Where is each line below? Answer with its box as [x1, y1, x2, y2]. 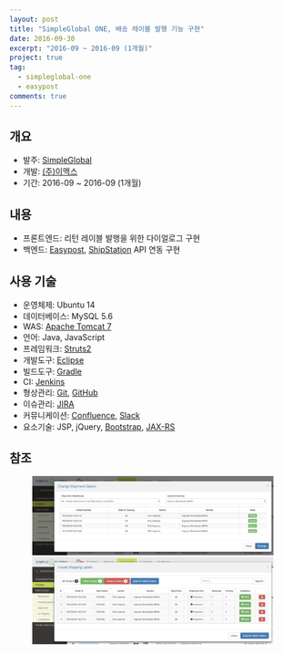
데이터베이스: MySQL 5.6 [22, 311, 114, 322]
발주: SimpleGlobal [22, 155, 93, 166]
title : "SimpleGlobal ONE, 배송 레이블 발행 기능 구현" [9, 24, 205, 34]
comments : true [9, 91, 67, 100]
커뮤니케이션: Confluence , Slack [22, 410, 141, 421]
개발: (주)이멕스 [22, 166, 78, 177]
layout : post [9, 15, 59, 24]
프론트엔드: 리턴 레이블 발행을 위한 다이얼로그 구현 [22, 233, 200, 244]
